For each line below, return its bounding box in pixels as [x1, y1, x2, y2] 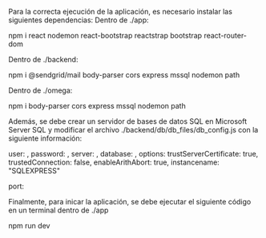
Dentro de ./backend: [8, 55, 79, 64]
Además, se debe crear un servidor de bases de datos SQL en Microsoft [8, 117, 247, 126]
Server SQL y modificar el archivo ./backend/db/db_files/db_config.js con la [8, 125, 259, 134]
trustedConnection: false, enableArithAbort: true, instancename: [8, 157, 220, 167]
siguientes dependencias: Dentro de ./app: [8, 15, 150, 25]
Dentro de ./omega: [8, 85, 73, 95]
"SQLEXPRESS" [8, 166, 60, 175]
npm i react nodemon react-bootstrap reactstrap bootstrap [8, 31, 203, 40]
